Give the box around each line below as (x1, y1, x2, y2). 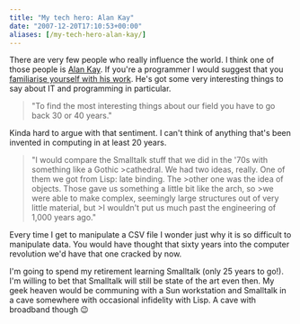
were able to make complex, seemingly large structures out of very (31, 193, 279, 203)
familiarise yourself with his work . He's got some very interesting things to (9, 74, 284, 85)
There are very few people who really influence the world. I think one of (9, 55, 275, 66)
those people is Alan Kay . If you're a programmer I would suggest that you (9, 64, 284, 75)
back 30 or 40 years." (31, 110, 112, 121)
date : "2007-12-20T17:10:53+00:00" (9, 22, 143, 31)
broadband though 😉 (9, 304, 89, 315)
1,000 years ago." (31, 212, 97, 223)
